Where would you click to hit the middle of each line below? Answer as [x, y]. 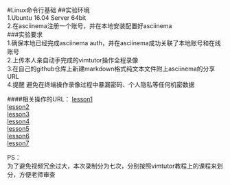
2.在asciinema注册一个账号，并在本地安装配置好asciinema [90, 26]
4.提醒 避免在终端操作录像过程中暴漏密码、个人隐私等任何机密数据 [101, 85]
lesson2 [18, 107]
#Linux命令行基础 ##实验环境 [49, 10]
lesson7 [18, 143]
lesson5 [18, 128]
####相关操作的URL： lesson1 [50, 99]
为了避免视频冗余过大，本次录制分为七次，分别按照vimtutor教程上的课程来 [112, 166]
